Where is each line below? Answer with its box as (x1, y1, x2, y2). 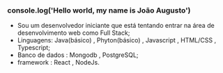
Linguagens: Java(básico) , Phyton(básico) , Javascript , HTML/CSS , (17, 36, 217, 44)
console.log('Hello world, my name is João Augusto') (7, 6, 191, 15)
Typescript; (17, 44, 51, 52)
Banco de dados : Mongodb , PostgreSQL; (17, 51, 139, 59)
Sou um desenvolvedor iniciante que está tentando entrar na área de (17, 22, 215, 30)
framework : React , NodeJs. (17, 58, 100, 67)
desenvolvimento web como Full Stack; (17, 29, 130, 37)
